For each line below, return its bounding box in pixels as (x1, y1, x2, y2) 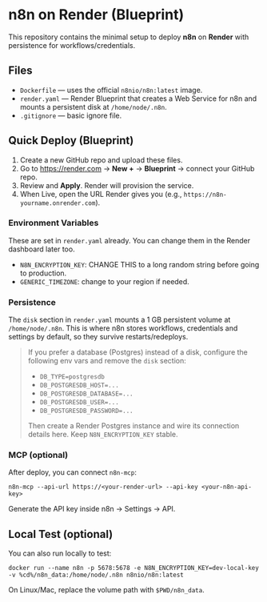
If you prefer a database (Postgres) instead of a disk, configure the (27, 347, 248, 357)
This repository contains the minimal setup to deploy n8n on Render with (8, 32, 249, 42)
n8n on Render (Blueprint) (8, 6, 185, 24)
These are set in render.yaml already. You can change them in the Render (8, 235, 251, 245)
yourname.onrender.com (19, 199, 96, 207)
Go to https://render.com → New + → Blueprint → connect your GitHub (19, 163, 255, 173)
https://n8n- (183, 191, 227, 199)
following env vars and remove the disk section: (27, 356, 186, 366)
